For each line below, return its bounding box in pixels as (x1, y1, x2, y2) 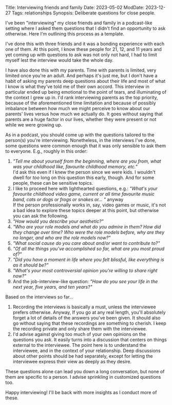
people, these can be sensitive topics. (12, 180, 93, 186)
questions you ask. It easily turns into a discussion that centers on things (12, 337, 167, 343)
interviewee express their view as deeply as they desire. (12, 359, 132, 364)
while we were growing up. (5, 122, 63, 128)
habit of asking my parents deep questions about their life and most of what (5, 78, 166, 84)
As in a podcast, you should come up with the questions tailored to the (5, 132, 155, 138)
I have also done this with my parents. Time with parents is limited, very (5, 67, 157, 73)
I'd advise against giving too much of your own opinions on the (12, 331, 146, 337)
